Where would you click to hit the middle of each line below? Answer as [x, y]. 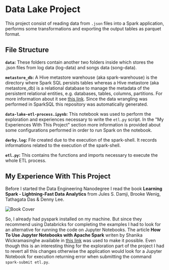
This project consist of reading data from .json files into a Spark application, [85, 23]
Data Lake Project [43, 9]
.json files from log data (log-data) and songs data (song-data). [71, 67]
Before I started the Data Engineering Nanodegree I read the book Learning [84, 189]
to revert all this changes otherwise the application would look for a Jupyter [84, 251]
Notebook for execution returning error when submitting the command [78, 256]
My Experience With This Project [58, 176]
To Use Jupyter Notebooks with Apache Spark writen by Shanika [74, 235]
